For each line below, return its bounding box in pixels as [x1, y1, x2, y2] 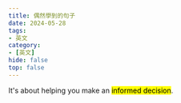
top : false [8, 64, 45, 72]
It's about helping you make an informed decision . [8, 85, 174, 95]
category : [8, 42, 42, 50]
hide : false [8, 57, 48, 65]
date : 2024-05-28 [8, 19, 66, 27]
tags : [8, 26, 26, 34]
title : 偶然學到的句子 [8, 11, 76, 20]
